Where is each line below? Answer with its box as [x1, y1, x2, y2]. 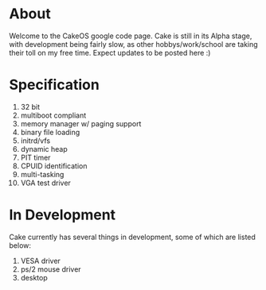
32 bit [20, 102, 41, 111]
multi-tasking [20, 169, 65, 179]
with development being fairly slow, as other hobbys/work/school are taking [9, 39, 258, 48]
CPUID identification [20, 160, 88, 171]
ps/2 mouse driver [20, 264, 82, 274]
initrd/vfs [20, 136, 51, 145]
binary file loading [20, 127, 80, 137]
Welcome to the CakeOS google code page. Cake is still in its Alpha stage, [9, 31, 252, 41]
